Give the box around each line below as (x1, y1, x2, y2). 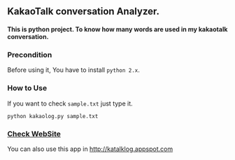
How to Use (7, 83, 48, 93)
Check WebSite (7, 129, 61, 138)
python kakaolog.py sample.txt (7, 112, 99, 119)
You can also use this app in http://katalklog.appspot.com (7, 145, 173, 153)
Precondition (7, 50, 52, 59)
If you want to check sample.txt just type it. (7, 99, 133, 108)
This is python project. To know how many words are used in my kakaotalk (7, 24, 228, 34)
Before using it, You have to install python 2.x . (7, 66, 140, 74)
